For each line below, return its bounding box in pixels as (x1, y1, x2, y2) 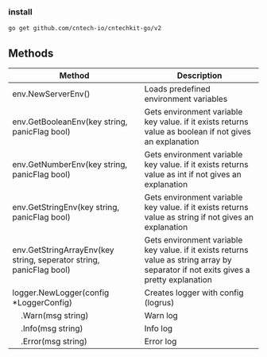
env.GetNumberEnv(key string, (12, 158, 128, 169)
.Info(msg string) (21, 323, 83, 334)
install (8, 6, 33, 17)
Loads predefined (144, 83, 211, 94)
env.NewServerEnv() (12, 88, 91, 99)
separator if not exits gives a (144, 264, 250, 275)
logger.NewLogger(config (12, 287, 110, 298)
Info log (144, 323, 173, 334)
